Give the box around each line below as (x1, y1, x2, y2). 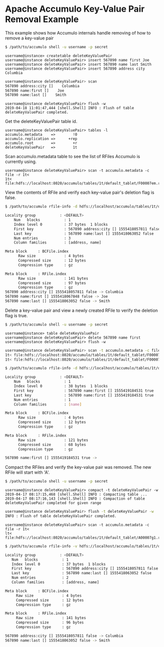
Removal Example (5, 14, 79, 25)
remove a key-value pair (5, 35, 54, 41)
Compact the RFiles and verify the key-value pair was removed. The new (5, 465, 151, 470)
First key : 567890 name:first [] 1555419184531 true (14, 388, 154, 393)
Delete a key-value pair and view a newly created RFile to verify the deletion (5, 307, 158, 313)
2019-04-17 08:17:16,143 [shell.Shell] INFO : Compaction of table (5, 496, 145, 501)
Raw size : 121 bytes (18, 438, 89, 443)
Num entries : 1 (14, 397, 71, 402)
